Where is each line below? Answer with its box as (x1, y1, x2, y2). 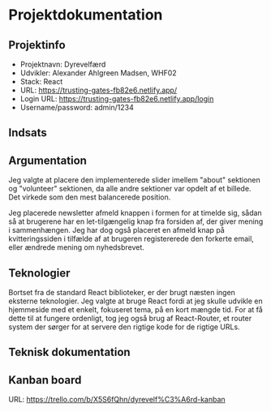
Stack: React (19, 77, 63, 86)
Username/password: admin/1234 (19, 103, 134, 112)
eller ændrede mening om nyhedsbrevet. (8, 242, 144, 252)
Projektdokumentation (8, 6, 163, 24)
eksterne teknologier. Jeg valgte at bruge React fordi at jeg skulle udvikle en (8, 296, 264, 306)
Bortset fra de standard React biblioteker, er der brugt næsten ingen (8, 288, 235, 298)
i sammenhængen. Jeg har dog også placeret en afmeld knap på (8, 225, 225, 235)
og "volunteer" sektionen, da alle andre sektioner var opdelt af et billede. (8, 184, 252, 194)
